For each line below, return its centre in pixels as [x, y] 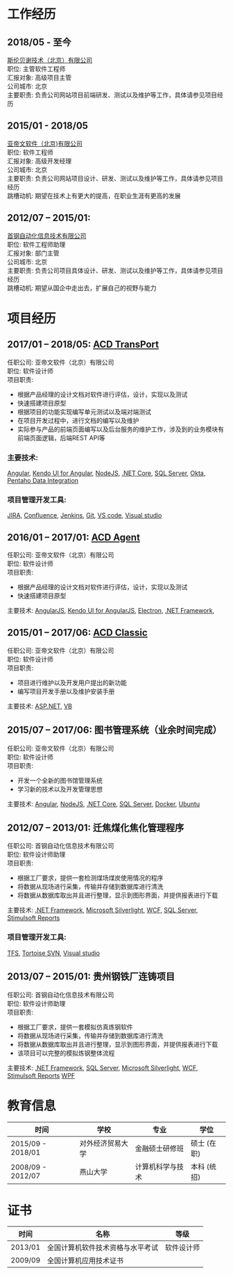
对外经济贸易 [100, 1143]
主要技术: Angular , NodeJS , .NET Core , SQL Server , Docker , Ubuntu [103, 803]
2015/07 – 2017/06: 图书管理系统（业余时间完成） [114, 730]
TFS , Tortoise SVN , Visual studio [54, 953]
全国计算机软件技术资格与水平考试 [103, 1248]
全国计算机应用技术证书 [86, 1261]
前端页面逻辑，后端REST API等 [61, 438]
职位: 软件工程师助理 [36, 244]
